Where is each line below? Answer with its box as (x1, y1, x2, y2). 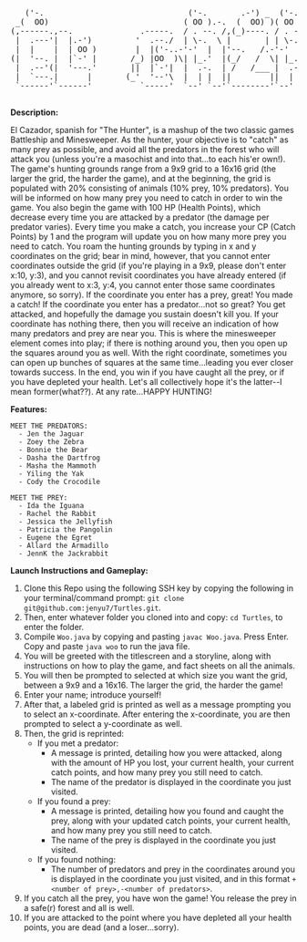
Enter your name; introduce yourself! (23, 689, 162, 700)
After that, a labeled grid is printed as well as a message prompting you (23, 699, 292, 709)
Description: (10, 107, 58, 118)
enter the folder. (23, 622, 85, 632)
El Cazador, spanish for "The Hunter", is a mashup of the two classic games (10, 125, 294, 135)
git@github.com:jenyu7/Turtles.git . (23, 602, 162, 613)
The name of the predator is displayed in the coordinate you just (50, 777, 292, 787)
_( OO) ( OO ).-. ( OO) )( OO (15, 17, 294, 26)
